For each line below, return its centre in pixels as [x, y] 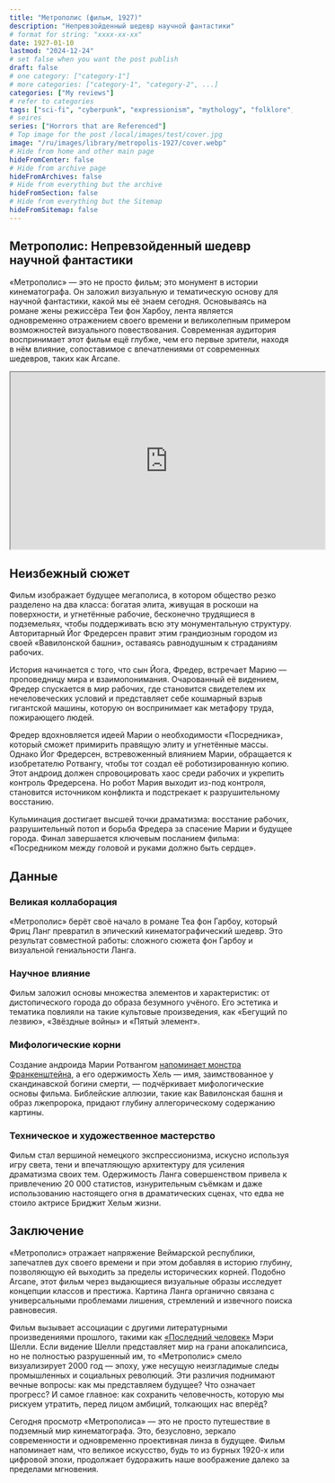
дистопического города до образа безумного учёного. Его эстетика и [144, 1002]
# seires [26, 118]
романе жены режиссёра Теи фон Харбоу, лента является [121, 310]
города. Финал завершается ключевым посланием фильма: [124, 839]
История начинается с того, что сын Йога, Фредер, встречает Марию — [148, 670]
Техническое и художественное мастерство [112, 1135]
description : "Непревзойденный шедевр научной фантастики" [122, 26]
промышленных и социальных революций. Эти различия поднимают [142, 1375]
